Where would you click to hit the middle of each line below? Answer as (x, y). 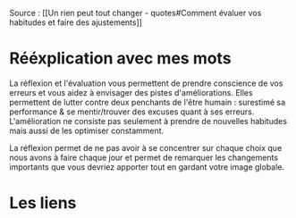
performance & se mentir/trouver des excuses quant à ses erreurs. (132, 112)
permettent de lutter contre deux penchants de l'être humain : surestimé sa (148, 102)
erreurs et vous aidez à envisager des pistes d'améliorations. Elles (131, 92)
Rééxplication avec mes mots (120, 59)
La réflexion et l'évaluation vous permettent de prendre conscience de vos (146, 83)
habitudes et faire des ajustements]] (76, 22)
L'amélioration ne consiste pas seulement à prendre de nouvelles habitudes (148, 121)
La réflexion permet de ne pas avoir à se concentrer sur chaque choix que (146, 147)
